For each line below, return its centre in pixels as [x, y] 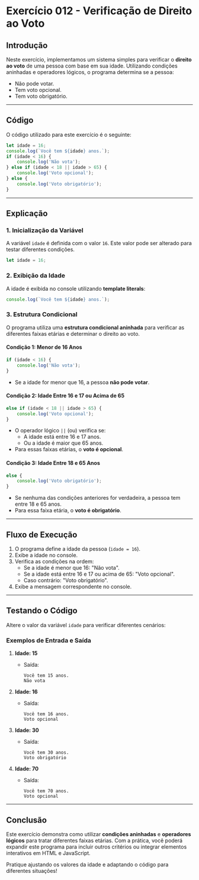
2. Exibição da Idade [36, 275]
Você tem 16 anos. [46, 714]
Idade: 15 [26, 653]
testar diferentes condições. [41, 249]
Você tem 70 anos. [46, 791]
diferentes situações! [32, 871]
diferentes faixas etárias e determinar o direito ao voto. [73, 333]
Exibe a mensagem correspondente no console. [73, 587]
